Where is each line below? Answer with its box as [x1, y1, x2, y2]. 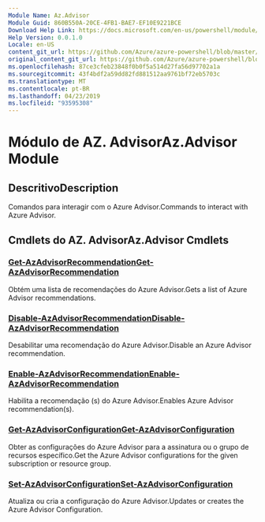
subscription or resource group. [8, 458, 112, 468]
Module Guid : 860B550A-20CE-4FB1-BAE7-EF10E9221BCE [8, 19, 181, 27]
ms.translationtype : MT [8, 77, 87, 85]
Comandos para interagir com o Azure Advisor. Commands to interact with [8, 202, 248, 212]
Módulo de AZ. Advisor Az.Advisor [8, 133, 238, 151]
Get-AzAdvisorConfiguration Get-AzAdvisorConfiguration [8, 424, 235, 435]
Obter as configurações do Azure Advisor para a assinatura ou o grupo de [8, 442, 249, 451]
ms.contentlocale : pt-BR [8, 84, 90, 93]
